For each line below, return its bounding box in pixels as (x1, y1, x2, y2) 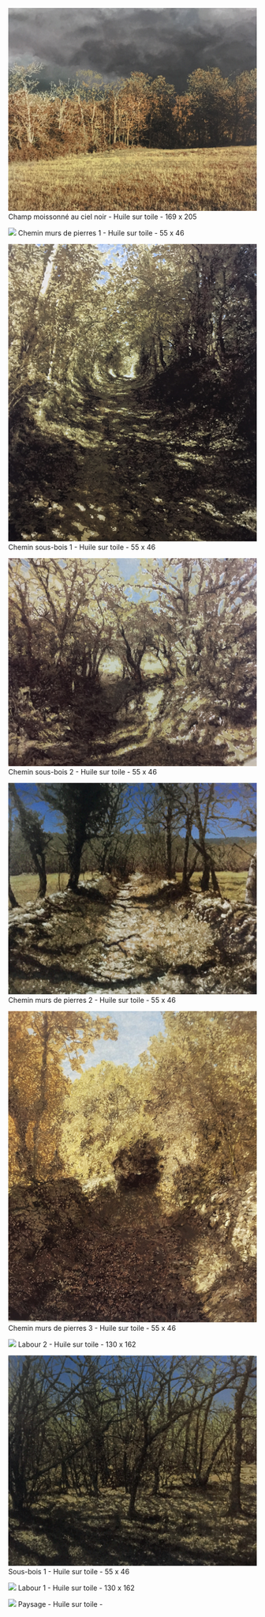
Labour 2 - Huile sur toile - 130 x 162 (17, 1340, 136, 1349)
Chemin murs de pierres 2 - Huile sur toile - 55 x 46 (8, 995, 176, 1004)
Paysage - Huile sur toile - (17, 1599, 103, 1608)
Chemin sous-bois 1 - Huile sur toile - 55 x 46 (8, 542, 156, 552)
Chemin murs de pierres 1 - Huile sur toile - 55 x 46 (17, 228, 185, 237)
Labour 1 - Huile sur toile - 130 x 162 (17, 1583, 136, 1592)
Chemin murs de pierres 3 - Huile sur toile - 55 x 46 (8, 1323, 176, 1332)
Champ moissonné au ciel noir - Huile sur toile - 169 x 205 (8, 212, 197, 221)
